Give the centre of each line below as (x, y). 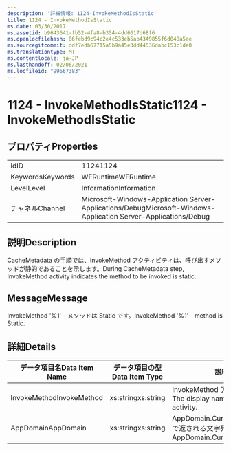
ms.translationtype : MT (41, 52)
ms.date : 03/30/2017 (37, 26)
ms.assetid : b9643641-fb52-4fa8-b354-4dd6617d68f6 (81, 33)
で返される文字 (196, 428)
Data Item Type (138, 377)
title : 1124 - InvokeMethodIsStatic (59, 20)
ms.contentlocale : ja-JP (43, 58)
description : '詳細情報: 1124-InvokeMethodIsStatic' (82, 13)
